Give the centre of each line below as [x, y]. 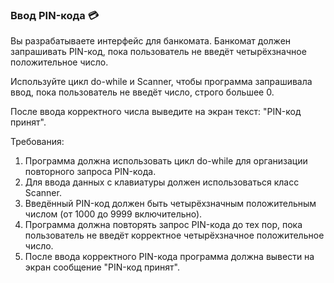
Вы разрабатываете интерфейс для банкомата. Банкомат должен [151, 41]
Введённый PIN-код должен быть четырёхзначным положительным [170, 204]
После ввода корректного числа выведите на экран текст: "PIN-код [156, 112]
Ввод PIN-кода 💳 [55, 15]
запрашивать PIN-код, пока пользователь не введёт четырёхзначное [158, 52]
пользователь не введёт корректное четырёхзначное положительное [174, 235]
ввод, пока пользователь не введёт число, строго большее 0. [142, 92]
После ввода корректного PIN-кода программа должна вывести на [169, 257]
